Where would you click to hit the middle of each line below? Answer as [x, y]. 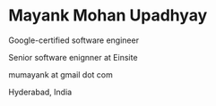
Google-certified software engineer [74, 40]
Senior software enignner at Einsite [73, 57]
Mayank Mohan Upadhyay [108, 16]
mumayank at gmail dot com [60, 74]
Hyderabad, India [40, 92]
